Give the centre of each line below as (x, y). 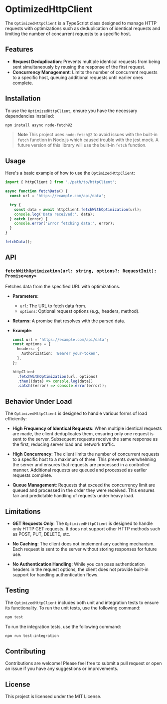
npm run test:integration (32, 636)
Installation (23, 99)
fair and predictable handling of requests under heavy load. (73, 496)
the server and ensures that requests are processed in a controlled (81, 465)
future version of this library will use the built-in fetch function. (82, 145)
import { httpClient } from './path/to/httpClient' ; (61, 182)
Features (19, 49)
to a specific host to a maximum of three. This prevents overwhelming (84, 459)
